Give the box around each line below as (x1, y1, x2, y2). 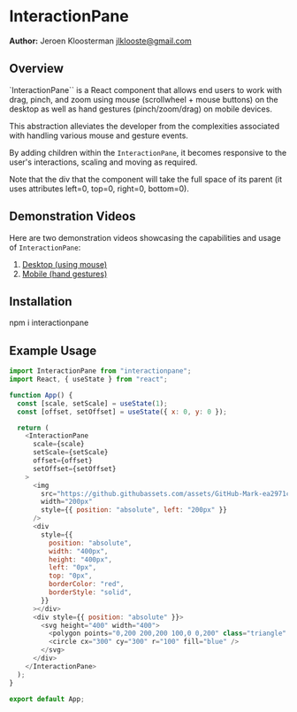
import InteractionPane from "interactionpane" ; (9, 367, 192, 375)
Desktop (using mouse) (21, 259, 108, 269)
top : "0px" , (48, 571, 93, 581)
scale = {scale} (32, 440, 86, 449)
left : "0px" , (48, 563, 97, 572)
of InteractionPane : (9, 242, 81, 252)
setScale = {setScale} (32, 448, 109, 457)
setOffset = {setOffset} (32, 464, 117, 473)
